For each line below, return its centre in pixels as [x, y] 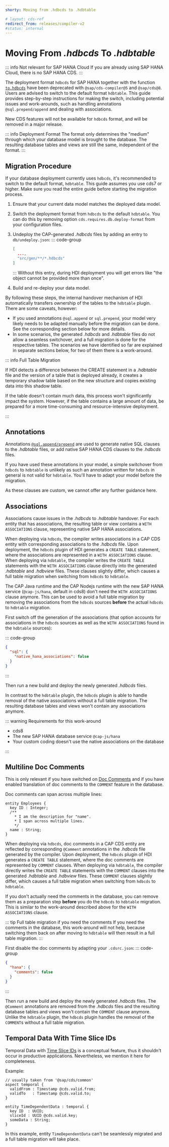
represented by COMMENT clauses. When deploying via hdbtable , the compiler [84, 865]
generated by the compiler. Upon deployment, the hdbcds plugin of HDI [79, 854]
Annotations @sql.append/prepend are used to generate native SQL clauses [82, 444]
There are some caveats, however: [41, 308]
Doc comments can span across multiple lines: [54, 794]
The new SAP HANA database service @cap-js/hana [66, 736]
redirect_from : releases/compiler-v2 [45, 24]
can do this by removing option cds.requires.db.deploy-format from [84, 219]
